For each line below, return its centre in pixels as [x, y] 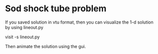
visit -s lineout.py [23, 37]
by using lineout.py [24, 27]
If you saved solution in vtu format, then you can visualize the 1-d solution [79, 22]
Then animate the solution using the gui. [45, 46]
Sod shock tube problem [56, 9]
